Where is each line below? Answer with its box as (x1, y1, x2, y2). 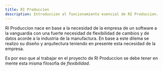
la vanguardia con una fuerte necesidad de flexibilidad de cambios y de (5, 30, 149, 36)
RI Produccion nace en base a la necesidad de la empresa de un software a (5, 25, 157, 31)
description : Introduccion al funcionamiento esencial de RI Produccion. (5, 12, 159, 17)
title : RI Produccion (5, 7, 49, 12)
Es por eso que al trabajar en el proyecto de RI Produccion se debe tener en (5, 55, 158, 61)
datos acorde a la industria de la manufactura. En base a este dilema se (5, 35, 149, 41)
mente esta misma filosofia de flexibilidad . (5, 60, 91, 66)
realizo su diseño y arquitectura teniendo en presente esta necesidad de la (5, 40, 156, 46)
